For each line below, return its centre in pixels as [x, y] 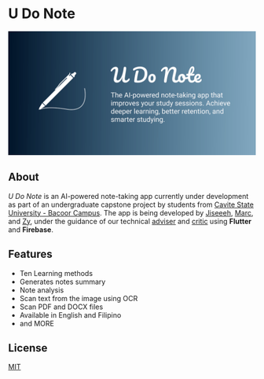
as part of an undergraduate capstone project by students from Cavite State [131, 204]
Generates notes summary [62, 281]
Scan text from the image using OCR [79, 298]
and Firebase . [31, 230]
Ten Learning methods [56, 273]
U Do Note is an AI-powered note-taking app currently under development [128, 196]
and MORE [37, 323]
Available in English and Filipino [70, 315]
